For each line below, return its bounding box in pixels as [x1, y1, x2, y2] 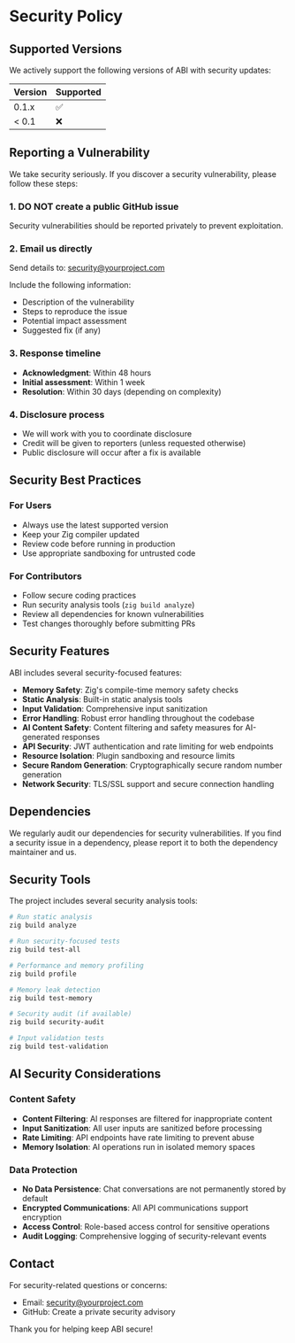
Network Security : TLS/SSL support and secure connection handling [21, 778, 275, 789]
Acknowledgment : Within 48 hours [21, 367, 152, 378]
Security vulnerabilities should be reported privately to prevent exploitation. [9, 220, 284, 231]
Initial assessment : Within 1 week [21, 376, 146, 387]
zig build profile [9, 969, 77, 978]
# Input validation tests [9, 1034, 104, 1043]
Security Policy [9, 6, 124, 27]
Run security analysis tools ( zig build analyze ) [21, 599, 195, 610]
